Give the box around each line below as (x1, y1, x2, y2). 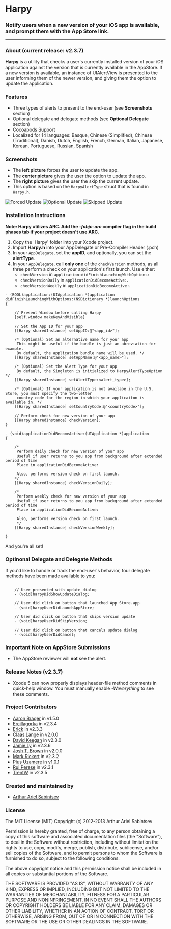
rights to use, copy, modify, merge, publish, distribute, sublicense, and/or (5, 845, 159, 851)
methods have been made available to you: (5, 573, 96, 579)
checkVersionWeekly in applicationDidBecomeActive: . (20, 282, 131, 288)
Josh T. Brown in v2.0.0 (12, 748, 63, 754)
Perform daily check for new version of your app (16, 449, 124, 454)
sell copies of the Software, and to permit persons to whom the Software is (5, 850, 163, 856)
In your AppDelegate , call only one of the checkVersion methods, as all (12, 261, 159, 267)
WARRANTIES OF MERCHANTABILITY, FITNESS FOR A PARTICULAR (5, 892, 149, 898)
